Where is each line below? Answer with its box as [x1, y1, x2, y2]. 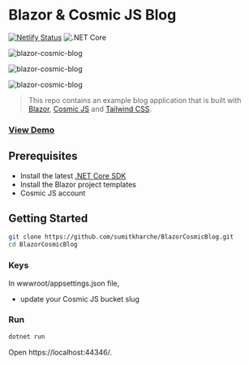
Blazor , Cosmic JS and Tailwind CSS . [28, 104, 152, 114]
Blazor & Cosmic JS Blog [8, 6, 177, 24]
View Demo [8, 124, 55, 135]
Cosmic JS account [19, 188, 86, 198]
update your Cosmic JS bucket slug [19, 294, 140, 303]
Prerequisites [8, 149, 78, 163]
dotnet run [8, 333, 45, 341]
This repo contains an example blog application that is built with [28, 95, 242, 105]
